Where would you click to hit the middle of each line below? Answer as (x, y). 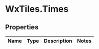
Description (58, 41)
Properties (22, 27)
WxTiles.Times (37, 9)
